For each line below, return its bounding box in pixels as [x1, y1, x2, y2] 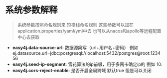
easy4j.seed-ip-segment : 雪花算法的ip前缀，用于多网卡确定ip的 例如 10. [12, 61, 163, 67]
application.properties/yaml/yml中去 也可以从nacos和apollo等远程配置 [17, 28, 162, 34]
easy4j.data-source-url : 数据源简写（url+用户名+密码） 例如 [12, 44, 139, 50]
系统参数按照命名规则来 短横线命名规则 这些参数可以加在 [17, 22, 134, 28]
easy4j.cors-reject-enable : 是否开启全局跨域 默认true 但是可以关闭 [12, 67, 152, 73]
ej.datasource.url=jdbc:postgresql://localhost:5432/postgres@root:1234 [12, 50, 161, 56]
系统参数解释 [5, 4, 58, 16]
